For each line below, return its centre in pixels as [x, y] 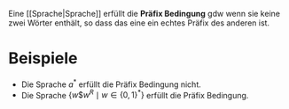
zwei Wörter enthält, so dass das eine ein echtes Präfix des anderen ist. [139, 23]
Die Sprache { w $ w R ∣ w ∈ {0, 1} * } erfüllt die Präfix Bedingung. [135, 94]
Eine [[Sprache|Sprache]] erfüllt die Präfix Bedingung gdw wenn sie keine [144, 14]
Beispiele [43, 58]
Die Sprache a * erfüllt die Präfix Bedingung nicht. [111, 84]
